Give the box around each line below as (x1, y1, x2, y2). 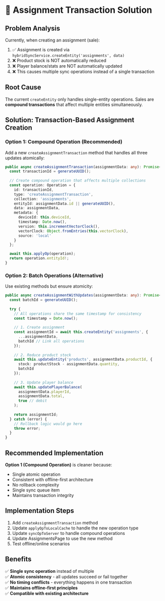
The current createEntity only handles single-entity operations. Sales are (5, 96, 154, 102)
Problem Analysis (5, 24, 60, 33)
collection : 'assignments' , (14, 196, 71, 201)
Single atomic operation (12, 471, 60, 477)
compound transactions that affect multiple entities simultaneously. (5, 101, 143, 108)
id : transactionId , (14, 187, 54, 192)
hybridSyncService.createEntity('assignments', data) (12, 53, 125, 58)
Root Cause (5, 83, 42, 92)
